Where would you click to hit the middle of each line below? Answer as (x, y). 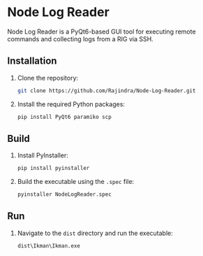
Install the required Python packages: (71, 104)
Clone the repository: (48, 78)
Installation (32, 61)
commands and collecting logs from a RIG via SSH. (80, 38)
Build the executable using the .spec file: (76, 182)
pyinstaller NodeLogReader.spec (64, 194)
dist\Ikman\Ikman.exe (48, 246)
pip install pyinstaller (53, 169)
